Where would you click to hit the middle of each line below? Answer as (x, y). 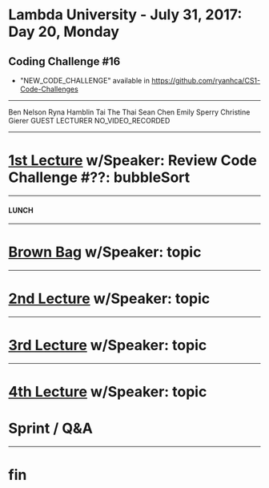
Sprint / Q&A (51, 428)
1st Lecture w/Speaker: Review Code (133, 161)
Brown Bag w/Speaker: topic (105, 252)
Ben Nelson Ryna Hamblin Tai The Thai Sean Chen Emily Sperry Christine (129, 112)
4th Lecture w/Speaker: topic (108, 392)
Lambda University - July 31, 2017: (125, 15)
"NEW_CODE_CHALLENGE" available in (85, 81)
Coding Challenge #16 (64, 61)
